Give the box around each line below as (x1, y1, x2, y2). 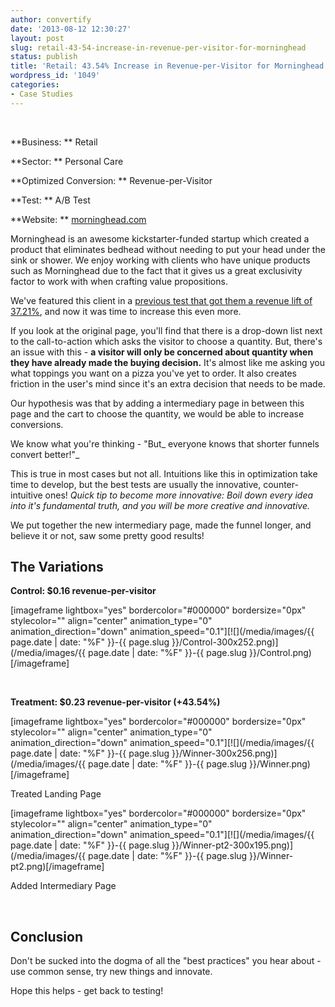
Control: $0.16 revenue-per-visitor (10, 585, 157, 597)
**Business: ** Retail (10, 136, 98, 148)
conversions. (10, 418, 64, 430)
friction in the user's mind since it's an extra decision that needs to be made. (10, 377, 326, 390)
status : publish (10, 52, 78, 62)
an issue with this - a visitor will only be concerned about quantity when (10, 346, 314, 358)
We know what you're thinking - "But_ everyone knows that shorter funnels (10, 437, 320, 450)
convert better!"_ (10, 448, 80, 460)
